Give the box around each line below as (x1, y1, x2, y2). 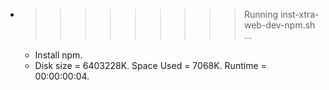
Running (243, 9, 279, 20)
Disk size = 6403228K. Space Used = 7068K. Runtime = (34, 60, 267, 71)
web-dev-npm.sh (243, 19, 316, 31)
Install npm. (34, 49, 83, 61)
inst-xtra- (279, 9, 320, 20)
